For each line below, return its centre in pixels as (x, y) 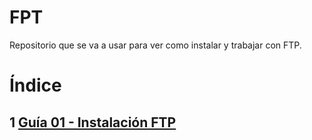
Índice (35, 85)
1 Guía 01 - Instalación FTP (93, 122)
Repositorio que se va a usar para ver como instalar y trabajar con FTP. (155, 45)
